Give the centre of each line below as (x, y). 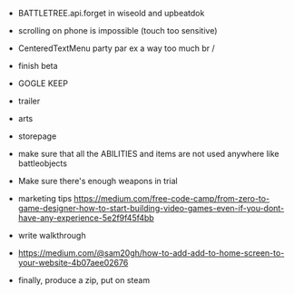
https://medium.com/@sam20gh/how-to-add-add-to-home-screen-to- (151, 253)
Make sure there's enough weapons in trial (98, 181)
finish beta (38, 66)
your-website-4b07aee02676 (73, 263)
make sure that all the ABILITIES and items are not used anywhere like (148, 154)
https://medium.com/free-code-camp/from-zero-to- (172, 198)
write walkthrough (52, 235)
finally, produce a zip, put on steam (84, 280)
